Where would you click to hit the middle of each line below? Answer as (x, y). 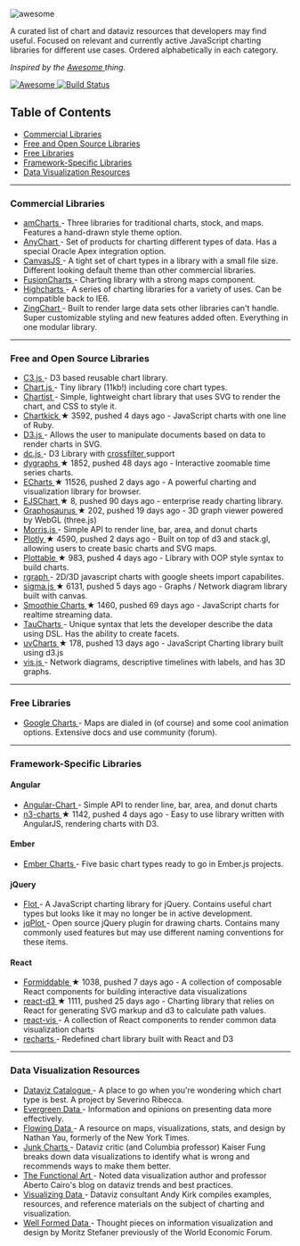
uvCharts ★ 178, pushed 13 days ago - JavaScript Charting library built (153, 643)
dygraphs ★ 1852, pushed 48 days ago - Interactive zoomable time (146, 463)
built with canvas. (55, 596)
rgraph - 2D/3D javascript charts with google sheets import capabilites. (153, 577)
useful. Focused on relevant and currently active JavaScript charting (136, 41)
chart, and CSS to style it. (70, 407)
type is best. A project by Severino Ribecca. (103, 1099)
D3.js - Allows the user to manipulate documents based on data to (144, 435)
